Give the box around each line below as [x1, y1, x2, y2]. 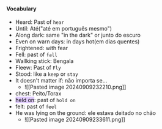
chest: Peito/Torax [15, 90, 62, 97]
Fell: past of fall [15, 51, 58, 58]
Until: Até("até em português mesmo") [15, 25, 112, 32]
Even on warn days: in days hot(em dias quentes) [15, 38, 140, 45]
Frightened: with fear [15, 45, 68, 52]
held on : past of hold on [15, 97, 76, 104]
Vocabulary [6, 5, 37, 12]
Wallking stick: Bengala [15, 57, 74, 65]
